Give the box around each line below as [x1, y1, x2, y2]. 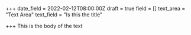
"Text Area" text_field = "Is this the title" [5, 11, 103, 18]
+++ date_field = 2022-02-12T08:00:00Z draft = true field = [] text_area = [5, 5, 186, 12]
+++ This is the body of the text [5, 23, 83, 29]
